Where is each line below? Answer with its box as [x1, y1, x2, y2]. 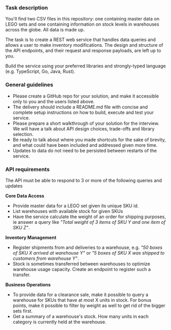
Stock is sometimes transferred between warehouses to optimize [12, 261, 151, 267]
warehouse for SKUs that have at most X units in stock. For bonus [12, 297, 152, 303]
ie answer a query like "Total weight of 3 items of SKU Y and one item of [12, 219, 166, 225]
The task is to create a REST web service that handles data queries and [5, 36, 156, 43]
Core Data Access [5, 192, 45, 199]
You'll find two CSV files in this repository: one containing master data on [5, 16, 160, 22]
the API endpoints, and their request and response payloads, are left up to [5, 48, 161, 54]
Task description [5, 4, 48, 11]
